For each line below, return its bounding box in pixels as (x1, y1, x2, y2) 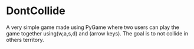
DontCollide (6, 4, 66, 18)
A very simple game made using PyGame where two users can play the (6, 24, 180, 31)
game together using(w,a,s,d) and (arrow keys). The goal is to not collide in (6, 30, 189, 37)
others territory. (6, 36, 44, 43)
